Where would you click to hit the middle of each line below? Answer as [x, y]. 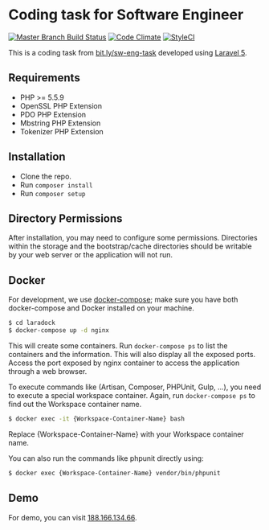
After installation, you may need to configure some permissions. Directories [133, 238]
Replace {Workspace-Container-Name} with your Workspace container [126, 434]
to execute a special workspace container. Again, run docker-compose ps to [132, 395]
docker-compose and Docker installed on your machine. [101, 308]
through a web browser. [48, 371]
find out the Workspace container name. [75, 404]
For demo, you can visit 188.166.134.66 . [73, 517]
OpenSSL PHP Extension [61, 105]
